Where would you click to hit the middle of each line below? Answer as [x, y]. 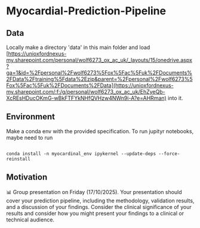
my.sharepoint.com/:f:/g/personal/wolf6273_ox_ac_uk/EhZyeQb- [86, 92]
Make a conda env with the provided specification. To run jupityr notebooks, [100, 131]
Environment [31, 117]
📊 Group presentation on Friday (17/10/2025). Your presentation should [94, 192]
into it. [176, 98]
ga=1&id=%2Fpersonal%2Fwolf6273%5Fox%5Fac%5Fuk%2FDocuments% [99, 73]
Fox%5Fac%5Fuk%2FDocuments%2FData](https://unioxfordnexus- [90, 85]
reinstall [19, 159]
